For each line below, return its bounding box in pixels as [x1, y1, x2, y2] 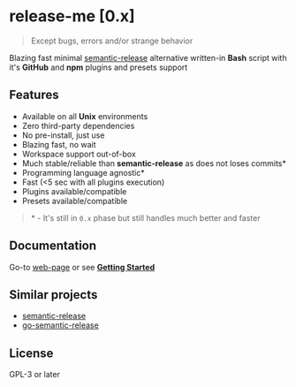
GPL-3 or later [9, 369, 60, 380]
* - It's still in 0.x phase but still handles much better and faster [30, 212, 261, 223]
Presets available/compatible [21, 195, 128, 206]
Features [9, 87, 59, 102]
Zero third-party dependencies [21, 120, 135, 131]
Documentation [9, 239, 97, 254]
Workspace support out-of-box [21, 148, 137, 159]
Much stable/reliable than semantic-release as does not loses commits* [21, 157, 287, 169]
